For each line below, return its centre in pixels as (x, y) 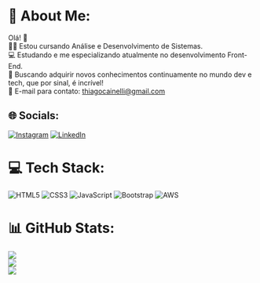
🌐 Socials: (34, 116)
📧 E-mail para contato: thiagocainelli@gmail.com (87, 91)
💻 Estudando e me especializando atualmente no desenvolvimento (117, 55)
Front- (237, 55)
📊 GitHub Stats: (62, 228)
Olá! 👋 (18, 38)
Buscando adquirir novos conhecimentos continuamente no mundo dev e (133, 74)
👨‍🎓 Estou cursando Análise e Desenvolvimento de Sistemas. (105, 45)
